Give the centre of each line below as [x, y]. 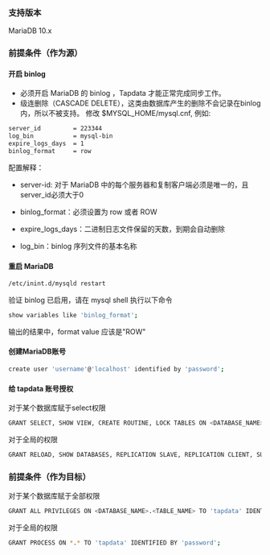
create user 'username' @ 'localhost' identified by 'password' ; [117, 369]
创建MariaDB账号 [37, 351]
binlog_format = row [50, 151]
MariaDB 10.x [30, 31]
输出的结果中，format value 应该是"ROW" [77, 331]
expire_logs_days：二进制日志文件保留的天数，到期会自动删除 [122, 229]
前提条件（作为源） [45, 53]
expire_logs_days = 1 [46, 144]
